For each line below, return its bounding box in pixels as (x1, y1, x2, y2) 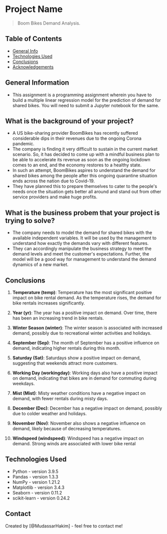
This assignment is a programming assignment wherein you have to (12, 92, 152, 98)
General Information (5, 79, 69, 87)
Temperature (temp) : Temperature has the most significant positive (12, 290, 152, 295)
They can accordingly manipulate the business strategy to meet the (12, 245, 151, 251)
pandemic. (12, 141, 35, 147)
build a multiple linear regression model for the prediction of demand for (12, 97, 161, 103)
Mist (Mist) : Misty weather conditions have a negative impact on (12, 390, 146, 396)
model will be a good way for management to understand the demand (12, 256, 156, 262)
